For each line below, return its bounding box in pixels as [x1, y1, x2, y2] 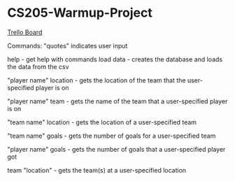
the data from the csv [7, 62, 69, 71]
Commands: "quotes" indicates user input [7, 41, 128, 50]
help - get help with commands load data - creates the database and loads [7, 55, 222, 64]
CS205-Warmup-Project [7, 5, 152, 21]
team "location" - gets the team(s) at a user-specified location [7, 166, 187, 174]
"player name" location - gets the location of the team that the [7, 75, 187, 85]
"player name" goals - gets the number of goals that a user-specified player [7, 145, 226, 153]
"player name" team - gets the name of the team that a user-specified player [7, 96, 228, 106]
